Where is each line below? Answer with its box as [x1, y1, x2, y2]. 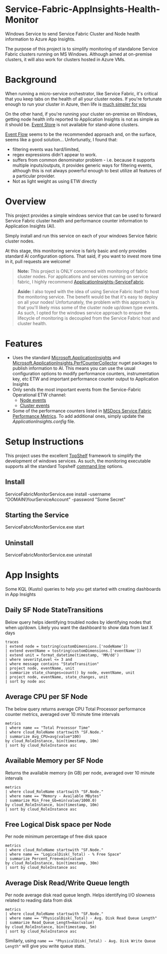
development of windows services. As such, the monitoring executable [5, 457, 151, 464]
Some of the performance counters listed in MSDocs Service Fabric [12, 407, 152, 414]
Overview [5, 196, 46, 207]
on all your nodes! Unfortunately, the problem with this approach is [17, 299, 155, 305]
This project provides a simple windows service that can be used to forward [5, 212, 161, 218]
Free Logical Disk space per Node [5, 820, 111, 829]
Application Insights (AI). [5, 223, 56, 229]
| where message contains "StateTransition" [5, 661, 99, 666]
